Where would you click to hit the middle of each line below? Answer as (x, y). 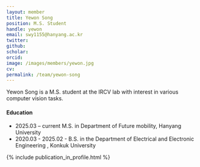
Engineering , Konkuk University (55, 146)
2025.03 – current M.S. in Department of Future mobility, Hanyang (98, 126)
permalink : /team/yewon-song (43, 75)
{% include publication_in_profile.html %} (59, 157)
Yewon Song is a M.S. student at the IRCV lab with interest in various (92, 92)
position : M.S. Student (37, 23)
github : (16, 46)
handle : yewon (24, 29)
